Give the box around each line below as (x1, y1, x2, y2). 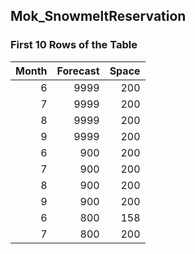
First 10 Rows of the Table (10, 38, 138, 52)
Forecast (56, 64, 100, 78)
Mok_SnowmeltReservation (10, 8, 187, 25)
